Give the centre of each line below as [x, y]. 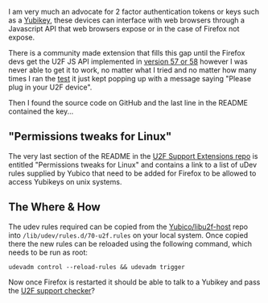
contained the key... [41, 111]
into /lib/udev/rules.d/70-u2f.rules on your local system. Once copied [128, 235]
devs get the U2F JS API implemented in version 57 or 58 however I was [128, 61]
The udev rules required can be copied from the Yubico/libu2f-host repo [128, 226]
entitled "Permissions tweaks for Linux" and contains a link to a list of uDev [133, 164]
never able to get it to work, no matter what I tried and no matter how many [133, 70]
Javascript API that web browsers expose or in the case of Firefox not [124, 29]
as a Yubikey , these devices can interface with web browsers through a [127, 20]
